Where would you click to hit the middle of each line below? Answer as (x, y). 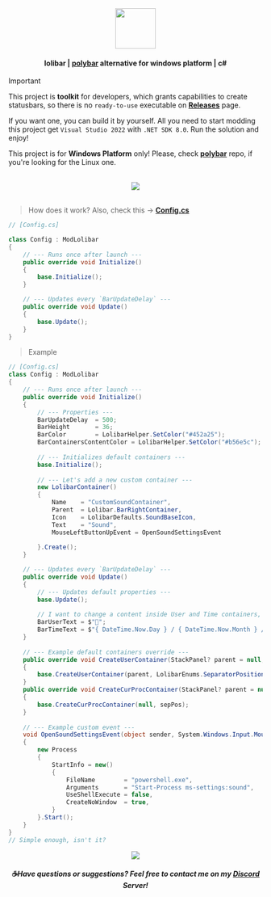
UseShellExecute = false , (109, 795)
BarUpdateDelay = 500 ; (77, 419)
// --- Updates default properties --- (104, 592)
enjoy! (19, 138)
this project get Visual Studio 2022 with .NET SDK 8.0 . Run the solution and (134, 129)
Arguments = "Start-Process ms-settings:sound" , (160, 787)
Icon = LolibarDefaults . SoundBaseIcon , (124, 517)
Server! (135, 886)
